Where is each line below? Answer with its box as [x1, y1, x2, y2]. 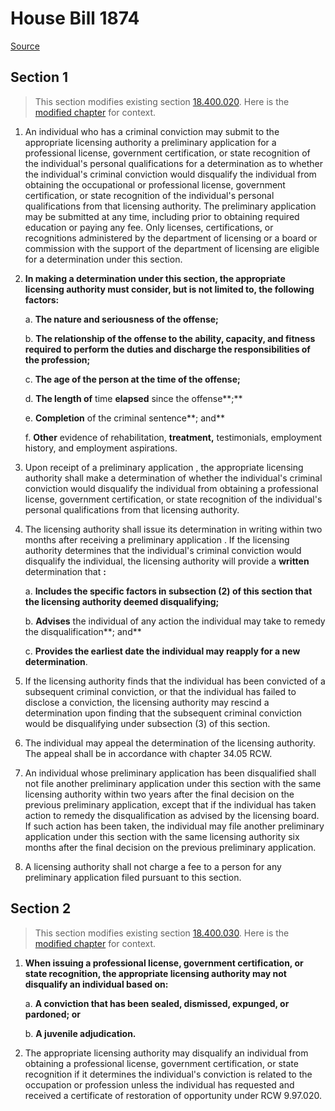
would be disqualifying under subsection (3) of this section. [24, 717, 271, 729]
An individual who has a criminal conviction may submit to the [24, 125, 280, 137]
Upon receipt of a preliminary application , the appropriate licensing [24, 461, 304, 473]
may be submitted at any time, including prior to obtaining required [24, 210, 300, 222]
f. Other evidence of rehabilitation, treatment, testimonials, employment [24, 431, 323, 443]
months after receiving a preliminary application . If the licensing [24, 533, 290, 546]
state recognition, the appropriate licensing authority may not [24, 967, 287, 979]
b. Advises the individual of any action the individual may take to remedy [24, 615, 326, 627]
